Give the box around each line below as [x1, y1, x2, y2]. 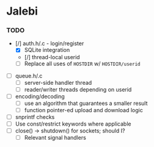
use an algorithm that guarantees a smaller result [24, 99, 148, 107]
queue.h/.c [15, 72, 43, 79]
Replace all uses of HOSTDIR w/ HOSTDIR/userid [24, 60, 141, 67]
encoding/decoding [15, 93, 65, 100]
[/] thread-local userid [24, 53, 81, 60]
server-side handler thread [24, 79, 92, 86]
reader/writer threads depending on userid [24, 85, 132, 93]
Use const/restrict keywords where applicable [15, 120, 131, 127]
